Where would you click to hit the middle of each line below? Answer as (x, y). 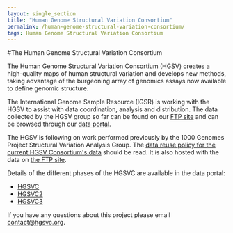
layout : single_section (42, 14)
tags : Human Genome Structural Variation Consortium (85, 33)
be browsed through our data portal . (59, 124)
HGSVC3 (30, 202)
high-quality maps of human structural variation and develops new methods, (117, 74)
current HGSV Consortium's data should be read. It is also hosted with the (113, 152)
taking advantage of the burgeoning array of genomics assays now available (117, 81)
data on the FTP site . (37, 160)
